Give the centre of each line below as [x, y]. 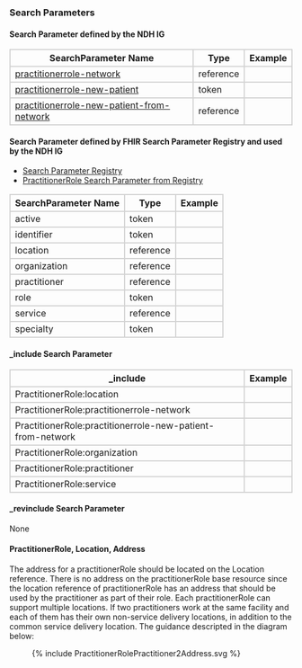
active [28, 219]
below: [22, 636]
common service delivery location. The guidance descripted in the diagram [148, 626]
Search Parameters [52, 13]
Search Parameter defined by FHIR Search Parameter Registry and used [146, 141]
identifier [34, 235]
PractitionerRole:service [66, 484]
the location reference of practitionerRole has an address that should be [142, 588]
